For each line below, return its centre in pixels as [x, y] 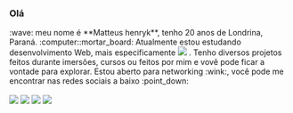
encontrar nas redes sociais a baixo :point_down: [99, 81]
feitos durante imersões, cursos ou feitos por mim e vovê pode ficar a [137, 62]
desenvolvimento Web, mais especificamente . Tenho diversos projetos [146, 52]
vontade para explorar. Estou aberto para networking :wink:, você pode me [146, 72]
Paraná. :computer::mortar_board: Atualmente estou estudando [126, 42]
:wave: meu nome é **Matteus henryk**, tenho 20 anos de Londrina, [136, 33]
